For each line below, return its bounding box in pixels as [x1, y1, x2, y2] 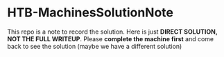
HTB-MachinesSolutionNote [7, 5, 174, 21]
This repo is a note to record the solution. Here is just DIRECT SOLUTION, [7, 27, 218, 36]
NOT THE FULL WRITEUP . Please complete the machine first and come [7, 34, 214, 43]
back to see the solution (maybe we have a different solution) [7, 42, 182, 50]
